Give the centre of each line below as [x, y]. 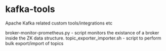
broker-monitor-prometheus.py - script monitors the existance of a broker [82, 32]
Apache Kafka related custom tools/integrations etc [59, 23]
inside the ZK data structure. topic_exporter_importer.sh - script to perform [83, 38]
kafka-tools [30, 9]
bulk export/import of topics [34, 43]
